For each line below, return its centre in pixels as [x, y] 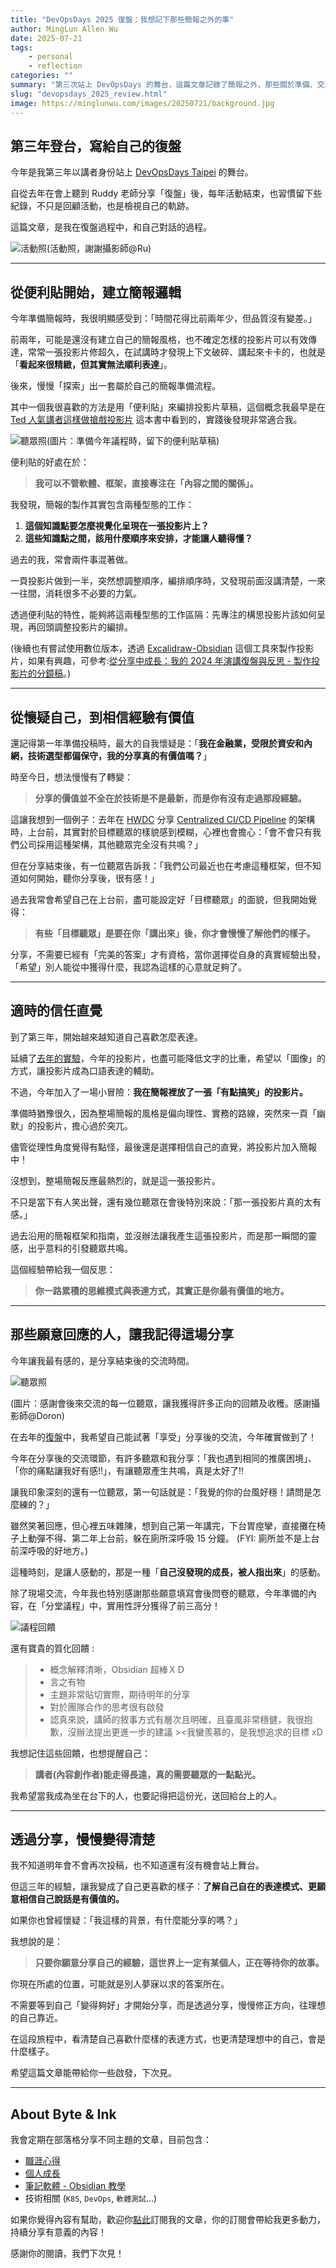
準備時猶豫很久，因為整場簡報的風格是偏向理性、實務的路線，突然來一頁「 [163, 1113]
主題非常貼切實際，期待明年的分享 [120, 1694]
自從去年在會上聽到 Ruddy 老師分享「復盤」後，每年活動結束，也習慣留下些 [166, 193]
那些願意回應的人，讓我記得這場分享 [122, 1334]
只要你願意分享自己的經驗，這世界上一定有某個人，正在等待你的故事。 [179, 1963]
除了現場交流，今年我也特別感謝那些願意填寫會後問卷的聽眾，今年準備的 [159, 1593]
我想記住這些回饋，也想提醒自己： [80, 1753]
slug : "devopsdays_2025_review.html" [89, 94]
